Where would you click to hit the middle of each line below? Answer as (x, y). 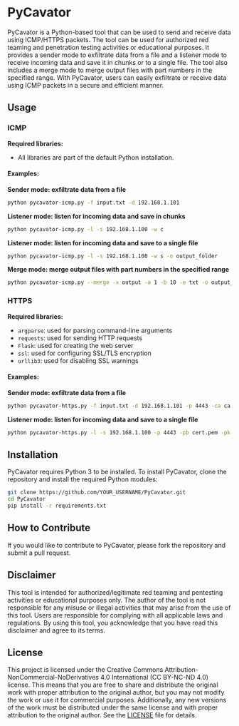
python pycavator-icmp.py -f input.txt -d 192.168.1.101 (94, 203)
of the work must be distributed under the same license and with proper (113, 707)
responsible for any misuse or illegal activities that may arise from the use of (119, 608)
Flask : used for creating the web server (75, 345)
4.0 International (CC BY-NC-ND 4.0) (154, 678)
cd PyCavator (27, 499)
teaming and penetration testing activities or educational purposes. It (108, 47)
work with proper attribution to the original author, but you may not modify (116, 692)
